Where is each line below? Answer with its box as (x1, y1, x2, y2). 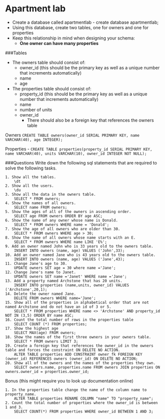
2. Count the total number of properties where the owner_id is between (5, 400, 158, 405)
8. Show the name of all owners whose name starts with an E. (5, 235, 136, 240)
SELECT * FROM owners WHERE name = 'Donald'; (14, 222, 110, 227)
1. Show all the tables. (5, 174, 56, 179)
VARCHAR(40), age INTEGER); (5, 137, 63, 142)
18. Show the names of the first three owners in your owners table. (5, 335, 152, 339)
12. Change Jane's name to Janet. (5, 270, 77, 275)
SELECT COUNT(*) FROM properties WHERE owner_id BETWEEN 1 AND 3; (14, 409, 154, 414)
